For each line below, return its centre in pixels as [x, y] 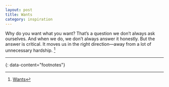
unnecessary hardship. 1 [30, 50]
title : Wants [19, 15]
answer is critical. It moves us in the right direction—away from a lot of [78, 44]
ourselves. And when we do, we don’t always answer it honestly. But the [80, 39]
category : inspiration [29, 19]
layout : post [19, 10]
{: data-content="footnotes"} [35, 65]
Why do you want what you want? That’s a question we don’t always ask [80, 34]
